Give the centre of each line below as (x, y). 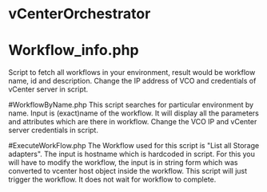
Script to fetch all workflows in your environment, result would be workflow (132, 72)
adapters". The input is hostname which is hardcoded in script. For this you (132, 154)
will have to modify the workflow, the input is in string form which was (123, 163)
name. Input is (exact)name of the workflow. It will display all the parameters (134, 113)
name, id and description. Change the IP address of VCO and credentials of (132, 81)
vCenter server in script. (48, 89)
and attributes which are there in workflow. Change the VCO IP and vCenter (133, 122)
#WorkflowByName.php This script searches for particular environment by (131, 105)
